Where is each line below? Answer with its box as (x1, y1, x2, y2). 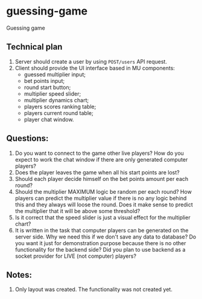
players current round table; (24, 109, 93, 116)
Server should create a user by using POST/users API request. (14, 57, 168, 65)
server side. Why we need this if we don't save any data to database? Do (14, 233, 197, 240)
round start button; (24, 84, 71, 91)
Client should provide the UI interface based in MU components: (14, 64, 175, 71)
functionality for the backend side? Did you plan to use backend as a (14, 246, 186, 253)
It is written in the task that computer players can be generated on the (14, 226, 189, 234)
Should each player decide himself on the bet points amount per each (14, 175, 189, 182)
